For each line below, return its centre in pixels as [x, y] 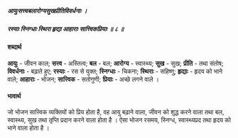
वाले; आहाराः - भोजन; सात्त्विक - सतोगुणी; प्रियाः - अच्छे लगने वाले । [83, 79]
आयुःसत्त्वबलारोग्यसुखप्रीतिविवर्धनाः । [47, 11]
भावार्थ [14, 96]
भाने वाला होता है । [28, 128]
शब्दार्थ [15, 47]
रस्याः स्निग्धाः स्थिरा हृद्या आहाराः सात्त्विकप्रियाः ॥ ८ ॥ [66, 28]
